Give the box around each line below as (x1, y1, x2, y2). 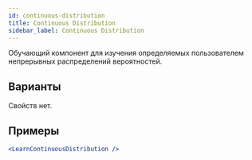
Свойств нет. (8, 101, 53, 111)
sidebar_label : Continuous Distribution (8, 26, 145, 34)
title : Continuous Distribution (8, 19, 116, 27)
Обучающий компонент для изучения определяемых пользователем (8, 49, 245, 58)
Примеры (8, 124, 60, 138)
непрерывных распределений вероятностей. (8, 57, 163, 66)
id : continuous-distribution (8, 11, 105, 20)
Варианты (8, 80, 61, 93)
